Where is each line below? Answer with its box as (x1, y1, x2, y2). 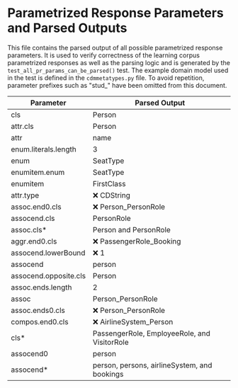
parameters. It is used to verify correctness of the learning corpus (7, 51, 200, 59)
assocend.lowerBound (11, 248, 86, 258)
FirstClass (92, 178, 126, 188)
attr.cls (11, 121, 34, 131)
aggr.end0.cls (11, 236, 57, 246)
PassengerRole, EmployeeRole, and (92, 328, 211, 338)
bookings (92, 369, 124, 379)
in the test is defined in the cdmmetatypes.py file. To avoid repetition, (7, 73, 205, 82)
